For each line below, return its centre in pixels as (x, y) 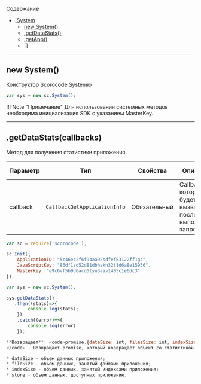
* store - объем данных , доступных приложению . (67, 375)
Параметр (25, 170)
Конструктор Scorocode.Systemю (49, 84)
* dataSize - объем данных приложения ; (56, 358)
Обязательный (153, 207)
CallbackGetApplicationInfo (86, 207)
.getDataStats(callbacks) (54, 138)
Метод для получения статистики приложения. (67, 152)
